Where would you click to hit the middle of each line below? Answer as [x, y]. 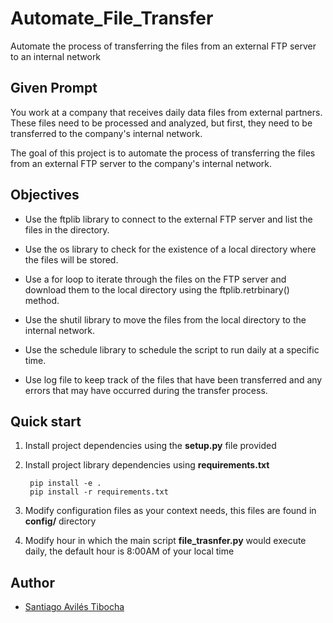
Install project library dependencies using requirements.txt [147, 465]
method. [42, 300]
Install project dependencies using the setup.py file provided [150, 446]
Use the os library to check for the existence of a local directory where [170, 249]
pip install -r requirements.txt [99, 492]
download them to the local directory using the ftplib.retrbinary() [157, 289]
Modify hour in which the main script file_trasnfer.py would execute [165, 541]
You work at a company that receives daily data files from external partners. [166, 112]
